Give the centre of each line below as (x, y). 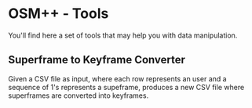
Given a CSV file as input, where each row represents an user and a (117, 78)
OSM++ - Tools (58, 14)
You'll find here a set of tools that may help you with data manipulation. (123, 35)
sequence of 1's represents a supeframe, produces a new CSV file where (126, 87)
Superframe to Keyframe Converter (97, 60)
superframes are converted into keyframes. (79, 95)
